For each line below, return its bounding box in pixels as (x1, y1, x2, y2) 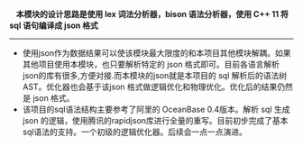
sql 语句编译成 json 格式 (9, 20, 99, 31)
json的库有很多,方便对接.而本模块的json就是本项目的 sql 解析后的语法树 (22, 70, 287, 80)
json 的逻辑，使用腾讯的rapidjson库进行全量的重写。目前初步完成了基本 (22, 115, 289, 125)
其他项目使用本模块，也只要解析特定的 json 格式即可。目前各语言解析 (22, 59, 280, 69)
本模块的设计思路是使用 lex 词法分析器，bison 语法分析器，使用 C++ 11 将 (15, 9, 289, 19)
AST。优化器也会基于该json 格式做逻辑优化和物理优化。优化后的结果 (22, 81, 278, 92)
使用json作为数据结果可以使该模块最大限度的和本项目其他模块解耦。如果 (22, 48, 291, 58)
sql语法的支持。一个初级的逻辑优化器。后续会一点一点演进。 (22, 126, 248, 137)
